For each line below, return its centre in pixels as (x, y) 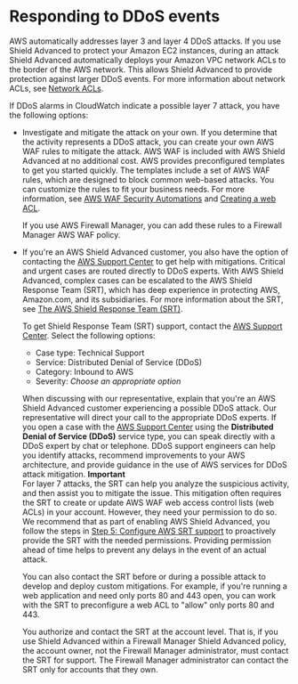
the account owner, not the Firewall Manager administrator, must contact (155, 650)
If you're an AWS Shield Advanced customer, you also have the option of (155, 252)
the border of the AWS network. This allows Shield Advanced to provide (141, 69)
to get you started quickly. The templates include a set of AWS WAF (146, 170)
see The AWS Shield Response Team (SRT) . (102, 308)
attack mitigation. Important (74, 474)
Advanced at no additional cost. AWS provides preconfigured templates (153, 160)
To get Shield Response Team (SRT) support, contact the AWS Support (152, 326)
